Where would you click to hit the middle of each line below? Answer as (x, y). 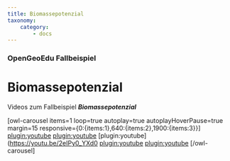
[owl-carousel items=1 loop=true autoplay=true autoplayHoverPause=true (115, 121)
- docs (43, 34)
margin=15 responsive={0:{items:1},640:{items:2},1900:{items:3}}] (104, 129)
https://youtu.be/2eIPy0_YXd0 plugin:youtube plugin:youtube (99, 143)
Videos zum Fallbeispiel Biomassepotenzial (72, 107)
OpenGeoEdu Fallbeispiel (52, 59)
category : (35, 27)
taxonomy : (22, 20)
